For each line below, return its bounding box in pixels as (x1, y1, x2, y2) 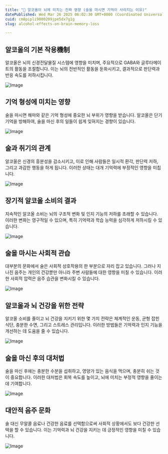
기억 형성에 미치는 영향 (5, 98, 71, 106)
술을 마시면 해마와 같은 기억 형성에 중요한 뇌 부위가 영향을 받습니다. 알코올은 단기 (5, 112, 162, 118)
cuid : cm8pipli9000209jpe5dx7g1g (5, 16, 75, 21)
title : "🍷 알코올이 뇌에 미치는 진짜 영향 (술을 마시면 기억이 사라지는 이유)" (5, 7, 147, 12)
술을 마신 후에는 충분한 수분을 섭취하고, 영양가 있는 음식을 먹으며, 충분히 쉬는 (5, 368, 154, 374)
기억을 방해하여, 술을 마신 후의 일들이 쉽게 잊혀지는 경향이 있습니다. (5, 118, 136, 124)
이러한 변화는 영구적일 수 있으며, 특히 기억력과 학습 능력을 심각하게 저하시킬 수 (5, 217, 157, 223)
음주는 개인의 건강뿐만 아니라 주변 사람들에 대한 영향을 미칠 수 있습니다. (14, 269, 153, 275)
